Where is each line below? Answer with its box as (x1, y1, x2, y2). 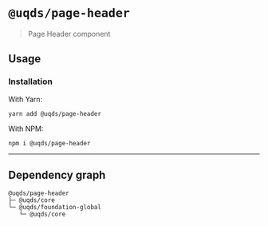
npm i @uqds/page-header (8, 139, 91, 147)
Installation (8, 76, 53, 87)
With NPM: (8, 124, 44, 133)
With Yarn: (8, 94, 43, 104)
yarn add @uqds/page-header (8, 109, 102, 117)
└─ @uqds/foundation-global (8, 204, 102, 212)
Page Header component (27, 29, 111, 38)
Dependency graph (8, 169, 106, 182)
